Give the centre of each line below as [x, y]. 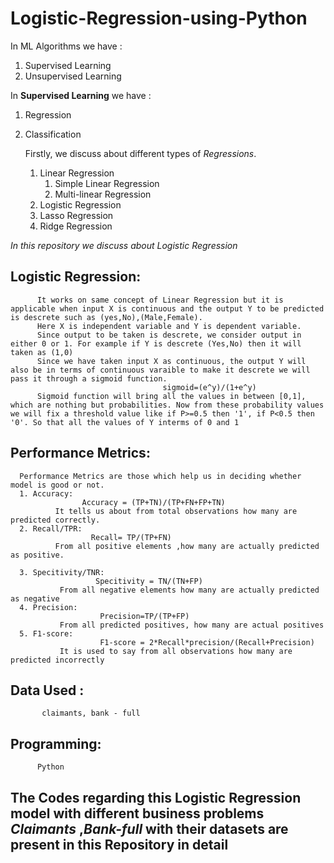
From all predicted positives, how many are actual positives [192, 625]
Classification [53, 134]
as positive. [37, 555]
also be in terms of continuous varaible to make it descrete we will [160, 370]
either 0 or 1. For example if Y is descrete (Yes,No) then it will [156, 343]
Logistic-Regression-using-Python [159, 18]
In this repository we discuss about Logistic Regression [124, 245]
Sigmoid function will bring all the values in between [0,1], [171, 396]
